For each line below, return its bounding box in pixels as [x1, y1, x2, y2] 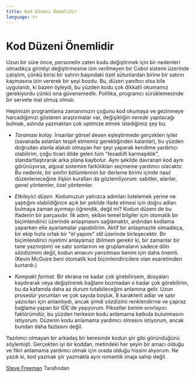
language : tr [6, 14, 38, 20]
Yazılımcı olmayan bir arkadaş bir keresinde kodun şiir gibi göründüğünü [6, 335, 180, 342]
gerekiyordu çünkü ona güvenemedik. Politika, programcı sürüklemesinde [6, 90, 184, 97]
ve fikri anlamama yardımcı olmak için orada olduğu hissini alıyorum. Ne [6, 347, 179, 354]
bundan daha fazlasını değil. [14, 323, 83, 330]
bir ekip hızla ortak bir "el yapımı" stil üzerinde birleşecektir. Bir [14, 231, 166, 238]
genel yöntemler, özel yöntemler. [14, 182, 94, 189]
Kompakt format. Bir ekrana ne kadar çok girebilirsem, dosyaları [14, 273, 169, 280]
